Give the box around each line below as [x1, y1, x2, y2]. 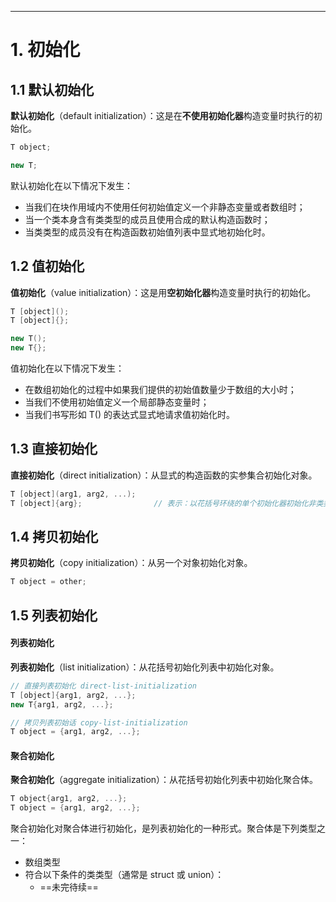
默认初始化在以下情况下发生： [10, 179, 133, 191]
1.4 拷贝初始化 [10, 529, 99, 546]
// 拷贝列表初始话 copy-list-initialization [10, 717, 188, 728]
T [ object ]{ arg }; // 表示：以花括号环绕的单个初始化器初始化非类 [10, 498, 324, 508]
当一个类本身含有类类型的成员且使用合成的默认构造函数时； [24, 213, 271, 225]
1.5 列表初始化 [10, 607, 98, 624]
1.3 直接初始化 [10, 441, 98, 458]
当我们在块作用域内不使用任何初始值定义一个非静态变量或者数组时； [24, 201, 306, 213]
